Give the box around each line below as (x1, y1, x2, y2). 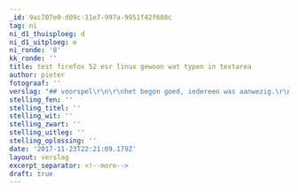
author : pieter (9, 71, 66, 80)
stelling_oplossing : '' (9, 136, 98, 145)
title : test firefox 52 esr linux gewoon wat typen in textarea (9, 63, 252, 72)
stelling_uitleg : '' (9, 128, 86, 137)
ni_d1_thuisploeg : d (9, 29, 86, 38)
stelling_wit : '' (9, 111, 74, 120)
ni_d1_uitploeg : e (9, 37, 77, 47)
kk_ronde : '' (9, 54, 58, 63)
